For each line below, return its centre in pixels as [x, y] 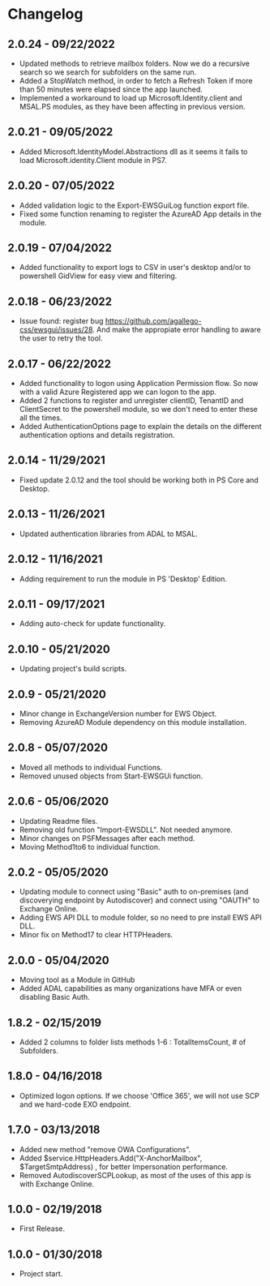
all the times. [41, 418]
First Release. [42, 1228]
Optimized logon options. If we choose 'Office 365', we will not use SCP [139, 1095]
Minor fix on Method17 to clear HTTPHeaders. [96, 935]
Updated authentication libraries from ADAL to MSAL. [108, 534]
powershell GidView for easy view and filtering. [98, 276]
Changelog [45, 14]
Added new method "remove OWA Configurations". [105, 1149]
